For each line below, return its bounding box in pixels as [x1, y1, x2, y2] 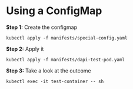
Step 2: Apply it [6, 45, 44, 52]
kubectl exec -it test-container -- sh [6, 78, 104, 84]
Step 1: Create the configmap [6, 24, 78, 31]
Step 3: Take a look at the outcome [6, 67, 91, 74]
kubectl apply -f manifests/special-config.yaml [6, 35, 128, 41]
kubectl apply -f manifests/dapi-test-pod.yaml [6, 57, 125, 62]
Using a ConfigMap [6, 4, 102, 18]
